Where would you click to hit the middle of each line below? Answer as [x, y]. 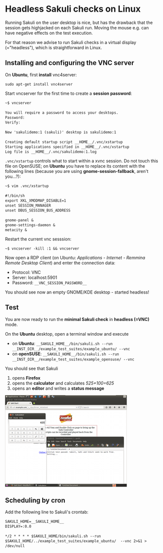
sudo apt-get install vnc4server [39, 84]
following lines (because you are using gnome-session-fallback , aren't [77, 171]
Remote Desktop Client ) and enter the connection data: [60, 263]
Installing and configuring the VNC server [70, 63]
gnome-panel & [19, 220]
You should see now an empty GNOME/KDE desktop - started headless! [77, 292]
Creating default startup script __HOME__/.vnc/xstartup [64, 142]
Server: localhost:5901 [35, 277]
